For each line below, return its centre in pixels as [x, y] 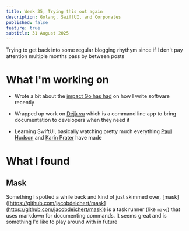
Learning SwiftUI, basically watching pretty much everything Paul [93, 131]
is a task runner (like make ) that [144, 209]
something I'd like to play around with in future [62, 222]
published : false [27, 22]
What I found [38, 161]
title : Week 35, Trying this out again [55, 11]
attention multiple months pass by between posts [65, 56]
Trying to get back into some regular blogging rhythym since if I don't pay [94, 50]
